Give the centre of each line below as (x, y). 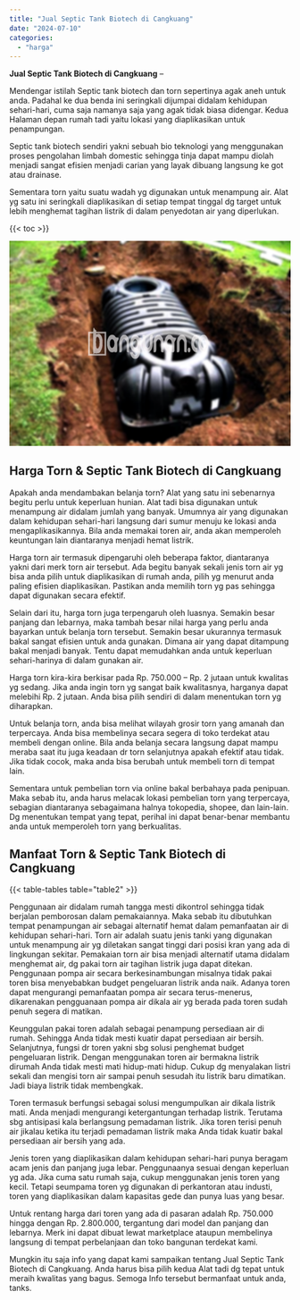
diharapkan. (31, 705)
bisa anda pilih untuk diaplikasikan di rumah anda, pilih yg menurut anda (142, 576)
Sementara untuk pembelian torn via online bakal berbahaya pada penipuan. (150, 788)
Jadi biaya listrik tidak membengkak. (76, 1085)
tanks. (21, 1288)
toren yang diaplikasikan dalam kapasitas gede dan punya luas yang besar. (147, 1196)
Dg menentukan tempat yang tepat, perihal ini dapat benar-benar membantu (150, 816)
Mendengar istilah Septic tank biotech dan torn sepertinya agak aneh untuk (148, 91)
